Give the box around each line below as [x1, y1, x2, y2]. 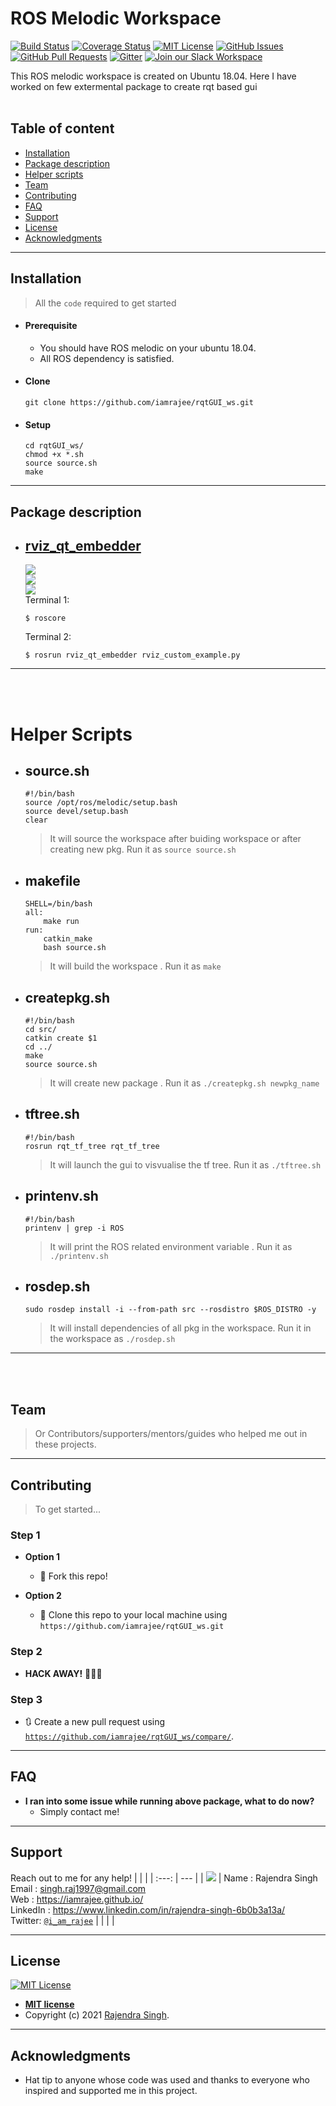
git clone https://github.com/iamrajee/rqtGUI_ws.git [24, 397, 254, 407]
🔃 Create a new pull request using [24, 1715, 166, 1727]
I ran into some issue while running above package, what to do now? [24, 1795, 315, 1807]
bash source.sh [43, 943, 107, 953]
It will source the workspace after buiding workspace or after [49, 833, 302, 845]
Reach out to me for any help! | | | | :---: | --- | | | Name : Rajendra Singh [10, 1872, 318, 1884]
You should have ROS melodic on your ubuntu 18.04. [39, 342, 257, 354]
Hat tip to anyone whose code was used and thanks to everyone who [24, 2074, 310, 2086]
